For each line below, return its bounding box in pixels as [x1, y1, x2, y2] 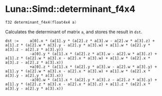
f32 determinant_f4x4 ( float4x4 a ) [5, 20, 77, 25]
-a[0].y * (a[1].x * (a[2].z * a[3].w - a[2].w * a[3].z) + [29, 51, 157, 56]
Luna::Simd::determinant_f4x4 [5, 3, 136, 15]
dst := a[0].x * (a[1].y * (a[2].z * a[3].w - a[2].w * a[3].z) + [5, 38, 155, 43]
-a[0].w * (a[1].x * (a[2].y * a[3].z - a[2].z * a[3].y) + [29, 77, 157, 82]
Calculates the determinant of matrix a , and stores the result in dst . [5, 29, 143, 35]
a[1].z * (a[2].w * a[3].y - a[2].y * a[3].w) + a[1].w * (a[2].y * [5, 43, 151, 48]
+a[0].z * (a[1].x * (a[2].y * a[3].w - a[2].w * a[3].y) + [29, 64, 157, 69]
